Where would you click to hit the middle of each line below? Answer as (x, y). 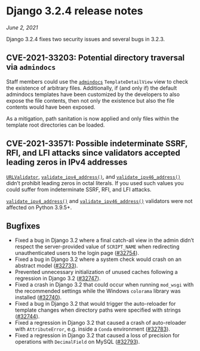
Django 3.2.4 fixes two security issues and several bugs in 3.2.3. (86, 39)
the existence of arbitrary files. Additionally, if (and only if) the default (92, 88)
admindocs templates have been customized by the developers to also (93, 94)
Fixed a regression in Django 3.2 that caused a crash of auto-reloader (101, 323)
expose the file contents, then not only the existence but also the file (90, 100)
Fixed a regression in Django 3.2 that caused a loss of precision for (97, 335)
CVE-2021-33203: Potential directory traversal (96, 58)
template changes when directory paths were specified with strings (98, 310)
